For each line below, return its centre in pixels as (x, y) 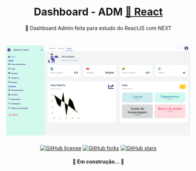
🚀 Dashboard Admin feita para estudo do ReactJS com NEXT (98, 28)
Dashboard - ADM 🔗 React (98, 12)
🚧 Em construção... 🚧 (98, 161)
